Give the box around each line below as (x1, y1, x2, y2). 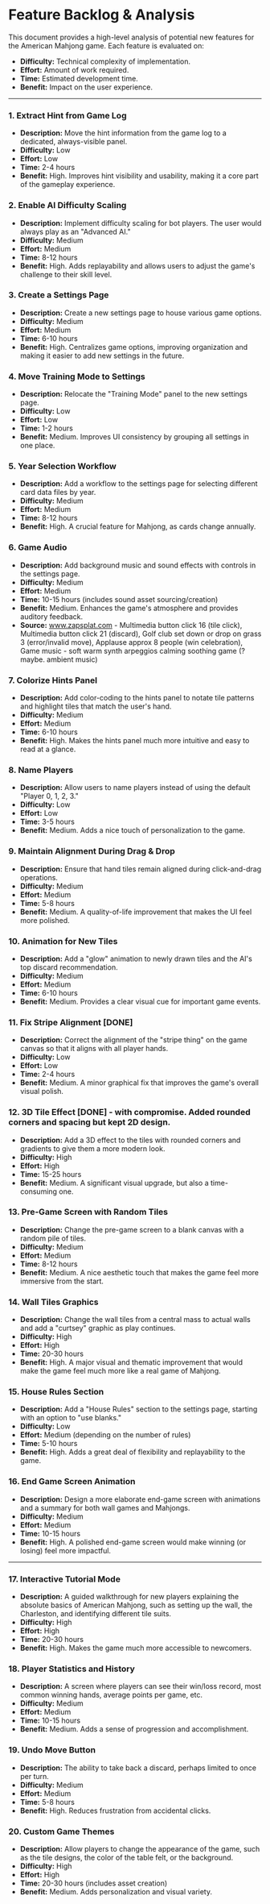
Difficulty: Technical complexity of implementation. (19, 56, 191, 66)
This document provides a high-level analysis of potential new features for (8, 32, 255, 42)
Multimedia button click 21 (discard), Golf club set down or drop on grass (19, 629, 262, 638)
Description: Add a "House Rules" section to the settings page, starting (19, 1404, 258, 1414)
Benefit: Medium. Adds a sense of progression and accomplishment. (19, 1724, 249, 1734)
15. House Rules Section (8, 1386, 104, 1398)
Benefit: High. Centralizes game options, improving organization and (19, 342, 248, 351)
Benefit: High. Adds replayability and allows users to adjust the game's (19, 260, 256, 271)
